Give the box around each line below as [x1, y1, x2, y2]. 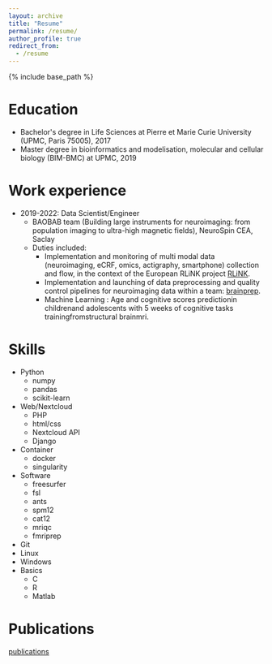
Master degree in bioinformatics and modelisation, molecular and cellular [19, 144, 264, 154]
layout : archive [8, 11, 63, 20]
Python [19, 367, 45, 377]
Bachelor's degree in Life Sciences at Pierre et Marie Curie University [19, 127, 253, 136]
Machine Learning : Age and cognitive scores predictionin [44, 294, 237, 304]
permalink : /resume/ [8, 27, 79, 35]
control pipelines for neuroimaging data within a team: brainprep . [44, 286, 261, 295]
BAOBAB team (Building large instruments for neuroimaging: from [32, 217, 251, 226]
